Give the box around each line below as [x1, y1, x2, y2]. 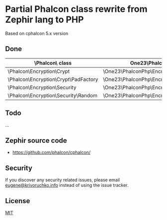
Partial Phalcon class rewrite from [5, 3, 148, 15]
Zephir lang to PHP [5, 14, 84, 25]
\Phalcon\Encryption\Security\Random [7, 92, 98, 99]
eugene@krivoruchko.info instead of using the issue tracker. [5, 182, 129, 188]
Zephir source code [5, 136, 67, 145]
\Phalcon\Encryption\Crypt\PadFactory [7, 76, 98, 83]
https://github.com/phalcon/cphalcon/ [12, 150, 91, 156]
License [5, 197, 30, 205]
